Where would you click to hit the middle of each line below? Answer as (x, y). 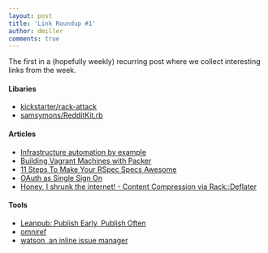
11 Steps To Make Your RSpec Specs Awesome (98, 169)
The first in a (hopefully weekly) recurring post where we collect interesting (135, 62)
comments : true (34, 39)
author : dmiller (36, 31)
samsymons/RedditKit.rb (61, 115)
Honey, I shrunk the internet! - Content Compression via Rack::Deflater (138, 187)
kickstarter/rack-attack (58, 107)
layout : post (30, 16)
